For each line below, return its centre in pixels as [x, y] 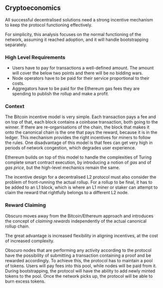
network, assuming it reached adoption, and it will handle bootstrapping [77, 39]
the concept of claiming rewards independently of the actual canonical [76, 221]
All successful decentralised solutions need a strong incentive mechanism [79, 19]
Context [15, 107]
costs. [18, 83]
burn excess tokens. [25, 281]
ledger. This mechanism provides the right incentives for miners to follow [78, 138]
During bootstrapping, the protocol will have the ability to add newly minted [80, 271]
